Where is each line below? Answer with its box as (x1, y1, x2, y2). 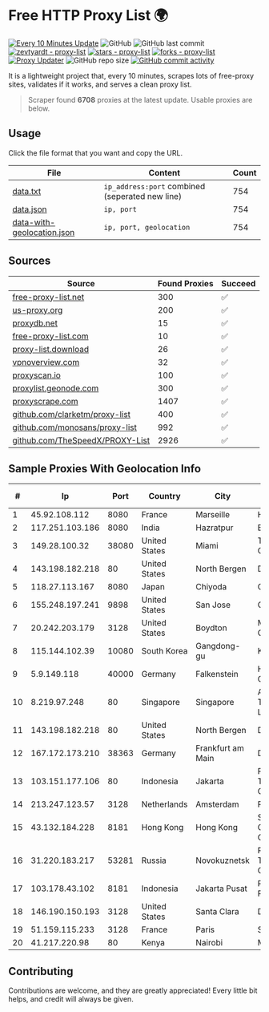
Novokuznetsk (195, 855, 251, 866)
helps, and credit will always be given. (8, 994, 134, 1004)
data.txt (12, 185, 42, 196)
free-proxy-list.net (12, 291, 85, 302)
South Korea (141, 646, 188, 657)
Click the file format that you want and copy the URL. (8, 148, 183, 157)
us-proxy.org (12, 304, 63, 315)
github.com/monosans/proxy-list (12, 422, 138, 433)
